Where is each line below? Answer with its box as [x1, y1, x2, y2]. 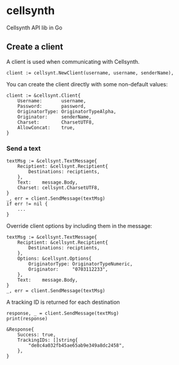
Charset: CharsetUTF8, [17, 119, 95, 126]
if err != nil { [6, 201, 48, 207]
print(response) [6, 316, 48, 322]
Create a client [6, 42, 63, 52]
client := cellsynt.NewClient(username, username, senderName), [6, 70, 174, 76]
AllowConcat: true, [17, 124, 75, 130]
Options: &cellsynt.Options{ [17, 255, 92, 262]
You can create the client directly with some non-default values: [6, 80, 168, 88]
